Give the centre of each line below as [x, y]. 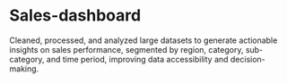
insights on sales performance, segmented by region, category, [126, 49]
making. [24, 69]
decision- [248, 59]
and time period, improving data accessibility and [137, 59]
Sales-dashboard [75, 16]
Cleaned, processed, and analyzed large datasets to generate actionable [143, 40]
